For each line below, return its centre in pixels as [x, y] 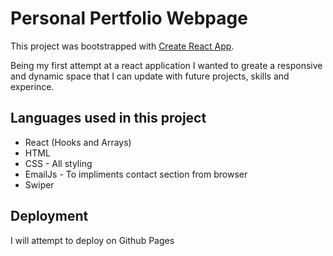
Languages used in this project [108, 118]
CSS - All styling [58, 163]
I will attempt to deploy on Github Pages [92, 240]
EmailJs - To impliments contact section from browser [136, 174]
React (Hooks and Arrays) [78, 142]
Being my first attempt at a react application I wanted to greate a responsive [166, 65]
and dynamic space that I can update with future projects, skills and [150, 76]
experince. [32, 86]
